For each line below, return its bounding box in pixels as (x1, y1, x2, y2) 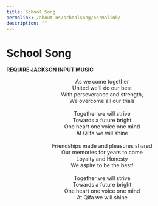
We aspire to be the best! (70, 162, 134, 169)
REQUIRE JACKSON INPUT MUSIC (6, 66, 94, 73)
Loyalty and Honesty (76, 155, 128, 162)
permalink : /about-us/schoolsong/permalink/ (6, 15, 121, 21)
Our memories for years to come (61, 149, 143, 156)
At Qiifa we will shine (75, 130, 129, 137)
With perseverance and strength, (60, 91, 144, 98)
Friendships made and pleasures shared (52, 142, 153, 150)
